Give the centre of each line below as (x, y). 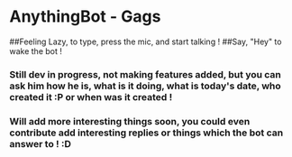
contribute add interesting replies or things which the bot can (146, 133)
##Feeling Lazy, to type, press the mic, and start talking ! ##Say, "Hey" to (146, 42)
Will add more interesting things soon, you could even (130, 121)
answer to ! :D (41, 143)
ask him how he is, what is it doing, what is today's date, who (145, 86)
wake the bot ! (36, 51)
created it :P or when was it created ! (91, 97)
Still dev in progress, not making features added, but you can (146, 74)
